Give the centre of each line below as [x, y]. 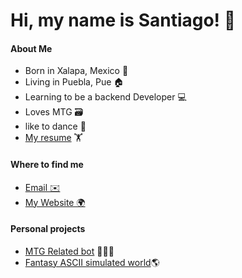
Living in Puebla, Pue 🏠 [74, 82]
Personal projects [48, 229]
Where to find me [47, 164]
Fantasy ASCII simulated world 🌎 [92, 262]
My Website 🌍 [55, 202]
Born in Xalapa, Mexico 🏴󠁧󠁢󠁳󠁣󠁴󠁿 [76, 71]
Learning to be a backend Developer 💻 [105, 97]
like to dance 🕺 [55, 126]
